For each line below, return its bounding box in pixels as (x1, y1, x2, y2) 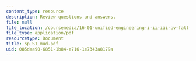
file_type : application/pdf (6, 30, 75, 36)
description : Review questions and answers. (6, 14, 116, 20)
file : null (6, 19, 33, 25)
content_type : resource (6, 8, 64, 15)
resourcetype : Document (6, 35, 64, 41)
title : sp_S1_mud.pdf (6, 41, 59, 47)
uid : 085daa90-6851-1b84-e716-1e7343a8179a (6, 46, 114, 52)
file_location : (6, 24, 43, 31)
